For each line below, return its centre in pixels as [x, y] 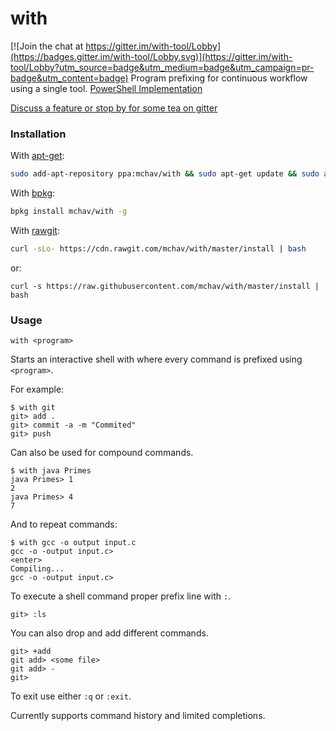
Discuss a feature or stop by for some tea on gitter [114, 108]
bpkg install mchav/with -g [69, 212]
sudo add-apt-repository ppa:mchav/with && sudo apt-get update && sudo [165, 174]
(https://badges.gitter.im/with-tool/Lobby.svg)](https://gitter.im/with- [151, 56]
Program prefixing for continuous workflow [219, 78]
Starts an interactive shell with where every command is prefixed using [156, 359]
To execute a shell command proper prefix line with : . [121, 596]
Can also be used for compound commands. [102, 453]
